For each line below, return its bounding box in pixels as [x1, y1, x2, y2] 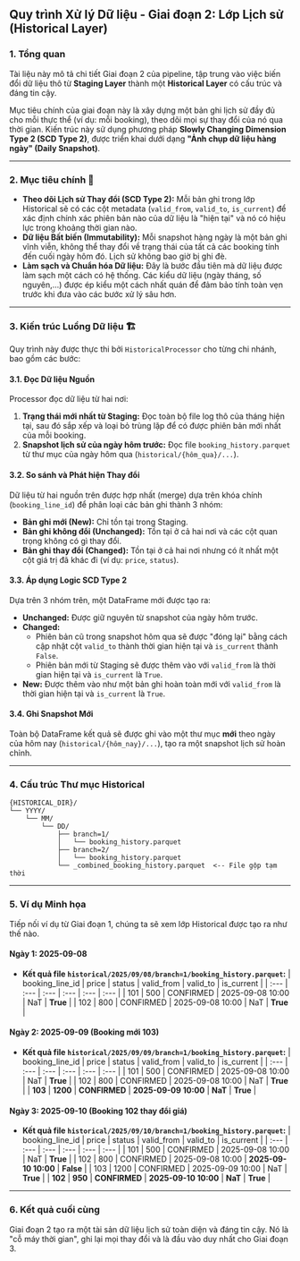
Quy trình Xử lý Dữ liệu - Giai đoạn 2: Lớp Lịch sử [9, 7, 284, 22]
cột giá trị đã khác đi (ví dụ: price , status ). [21, 554, 179, 565]
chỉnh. [9, 747, 33, 759]
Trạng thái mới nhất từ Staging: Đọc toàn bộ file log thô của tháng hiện [21, 411, 286, 422]
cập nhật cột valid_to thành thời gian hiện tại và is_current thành [35, 640, 279, 652]
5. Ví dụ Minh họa [9, 899, 87, 911]
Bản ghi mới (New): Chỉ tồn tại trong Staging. [21, 516, 189, 527]
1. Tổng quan [9, 48, 66, 61]
